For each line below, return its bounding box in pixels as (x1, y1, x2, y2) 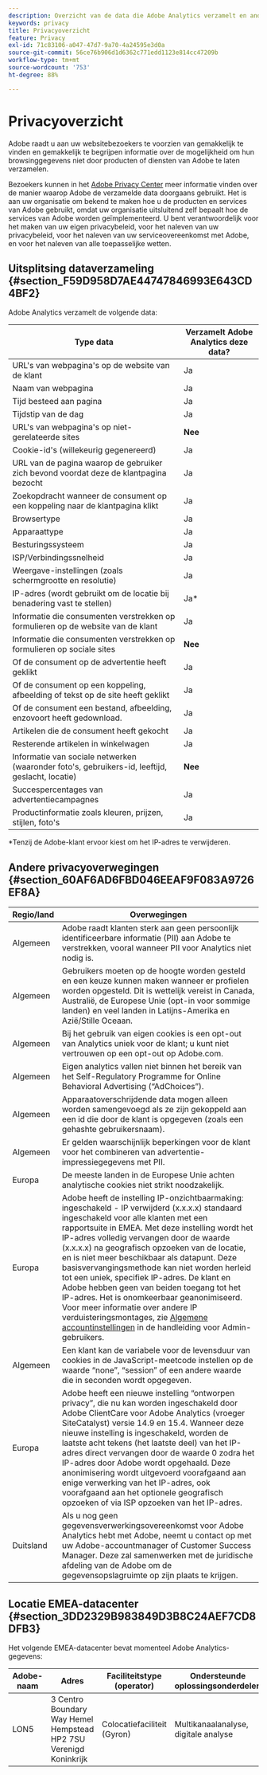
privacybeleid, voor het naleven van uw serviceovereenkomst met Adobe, (8, 230, 250, 240)
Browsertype (12, 513, 61, 524)
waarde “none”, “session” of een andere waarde (61, 1365, 242, 1376)
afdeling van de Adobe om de (61, 1560, 172, 1571)
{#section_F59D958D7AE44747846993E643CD (8, 274, 253, 288)
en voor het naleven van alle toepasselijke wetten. (8, 238, 172, 248)
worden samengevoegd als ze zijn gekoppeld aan (61, 1104, 247, 1115)
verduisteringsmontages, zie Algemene (61, 1312, 208, 1323)
